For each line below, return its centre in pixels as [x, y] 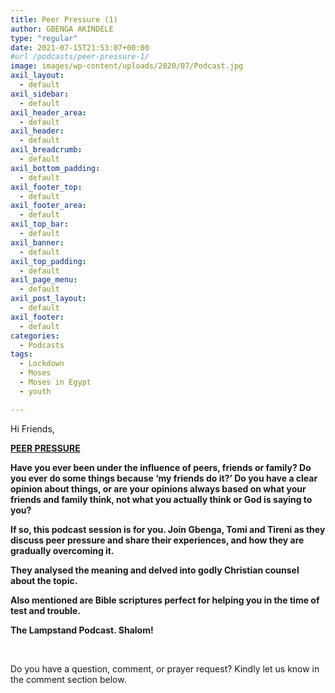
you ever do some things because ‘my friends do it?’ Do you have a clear [164, 478]
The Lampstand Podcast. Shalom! [82, 630]
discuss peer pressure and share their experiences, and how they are [157, 540]
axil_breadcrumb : [46, 150]
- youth [35, 391]
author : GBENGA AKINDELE [62, 29]
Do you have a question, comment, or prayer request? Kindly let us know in [165, 668]
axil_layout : [37, 76]
